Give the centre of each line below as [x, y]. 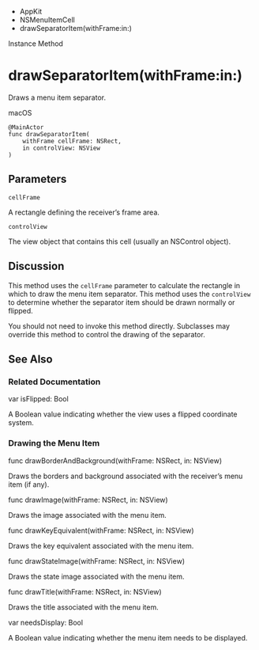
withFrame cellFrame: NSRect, [72, 141]
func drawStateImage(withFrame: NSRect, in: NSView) [97, 561]
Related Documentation [54, 382]
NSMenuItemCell [47, 20]
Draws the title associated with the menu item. [84, 607]
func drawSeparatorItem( [49, 134]
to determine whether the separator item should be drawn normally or [122, 302]
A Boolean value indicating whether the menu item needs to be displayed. [128, 637]
